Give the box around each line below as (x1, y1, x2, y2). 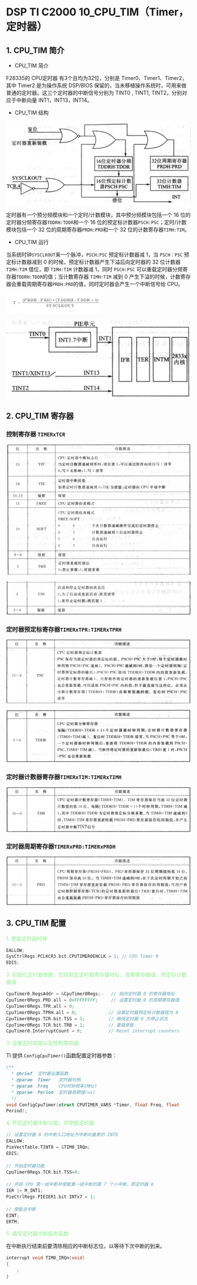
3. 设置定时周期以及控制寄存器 (6, 1040, 79, 1047)
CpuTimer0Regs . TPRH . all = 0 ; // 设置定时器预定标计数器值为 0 (6, 1010, 179, 1016)
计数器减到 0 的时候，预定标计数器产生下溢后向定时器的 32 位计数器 (16, 258, 181, 265)
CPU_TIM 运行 (14, 239, 49, 246)
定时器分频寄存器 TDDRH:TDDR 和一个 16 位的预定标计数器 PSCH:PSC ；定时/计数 (6, 219, 187, 226)
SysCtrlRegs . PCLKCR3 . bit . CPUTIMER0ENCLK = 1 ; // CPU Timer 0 (6, 954, 159, 960)
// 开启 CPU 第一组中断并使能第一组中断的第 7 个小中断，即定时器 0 (6, 1181, 154, 1187)
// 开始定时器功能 (6, 1163, 45, 1169)
